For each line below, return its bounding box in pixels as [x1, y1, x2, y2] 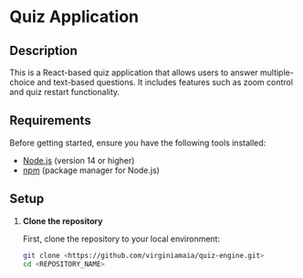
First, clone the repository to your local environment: [22, 233, 221, 244]
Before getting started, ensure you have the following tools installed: [9, 137, 266, 148]
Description [9, 43, 78, 59]
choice [9, 77, 36, 88]
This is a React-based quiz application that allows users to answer [9, 67, 258, 78]
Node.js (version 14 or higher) [22, 155, 135, 166]
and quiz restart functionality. [9, 87, 120, 97]
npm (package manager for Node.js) [22, 165, 160, 176]
